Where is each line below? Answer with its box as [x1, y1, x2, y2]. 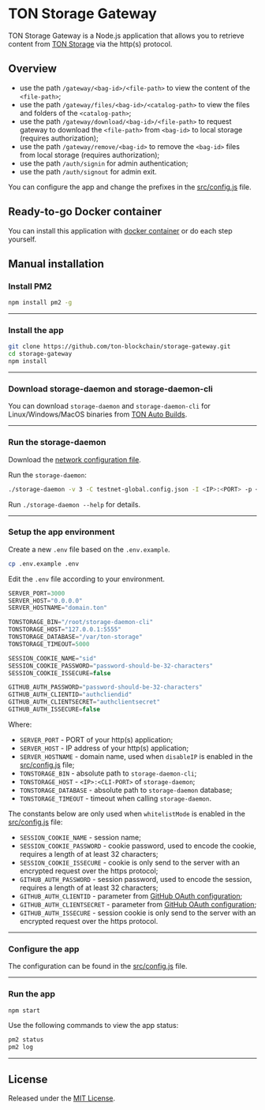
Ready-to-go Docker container [8, 205, 162, 219]
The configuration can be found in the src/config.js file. [8, 962, 188, 971]
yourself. [8, 234, 37, 244]
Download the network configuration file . [8, 454, 142, 464]
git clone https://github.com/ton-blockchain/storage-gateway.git [8, 342, 231, 351]
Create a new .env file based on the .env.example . [8, 544, 171, 554]
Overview [8, 62, 58, 76]
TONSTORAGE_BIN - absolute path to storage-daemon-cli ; [19, 768, 197, 778]
